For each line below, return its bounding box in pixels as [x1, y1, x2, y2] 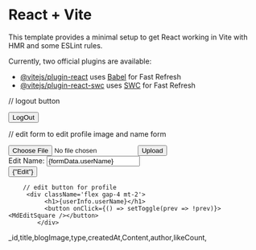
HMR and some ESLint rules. [8, 40, 103, 50]
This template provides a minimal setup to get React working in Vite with [8, 32, 248, 42]
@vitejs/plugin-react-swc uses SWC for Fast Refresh [19, 80, 196, 90]
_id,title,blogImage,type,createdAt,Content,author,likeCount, [8, 232, 208, 242]
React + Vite [8, 6, 93, 24]
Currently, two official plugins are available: [8, 56, 152, 66]
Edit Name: [8, 155, 45, 166]
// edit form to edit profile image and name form [8, 129, 167, 138]
